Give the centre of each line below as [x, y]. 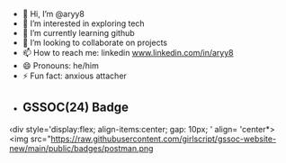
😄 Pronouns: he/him [60, 66]
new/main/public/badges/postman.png [81, 148]
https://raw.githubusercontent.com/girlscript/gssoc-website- [164, 139]
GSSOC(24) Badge [75, 108]
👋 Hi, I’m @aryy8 [54, 14]
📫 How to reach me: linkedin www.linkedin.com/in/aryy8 [128, 53]
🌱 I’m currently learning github [78, 33]
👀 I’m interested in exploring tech [84, 23]
